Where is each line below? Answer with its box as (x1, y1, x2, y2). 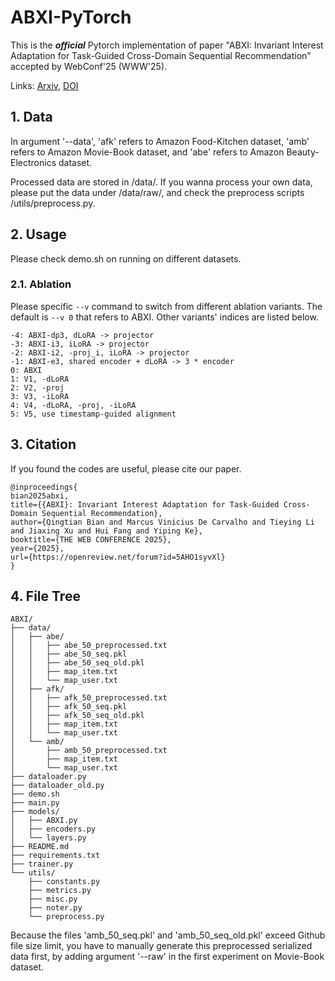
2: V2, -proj (10, 382, 65, 393)
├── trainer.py (10, 859, 74, 870)
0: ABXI (10, 365, 43, 375)
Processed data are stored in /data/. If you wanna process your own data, (10, 176, 313, 188)
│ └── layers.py (10, 833, 87, 843)
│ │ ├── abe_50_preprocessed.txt (10, 641, 168, 651)
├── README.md (10, 842, 70, 852)
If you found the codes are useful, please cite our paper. (10, 462, 242, 475)
